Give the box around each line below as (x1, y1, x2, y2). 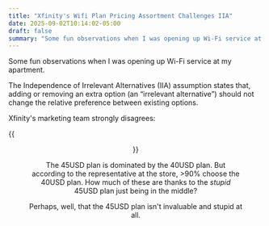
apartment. (8, 65, 45, 75)
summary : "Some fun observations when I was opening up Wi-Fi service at (8, 34, 263, 43)
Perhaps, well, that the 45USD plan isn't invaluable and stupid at (28, 202, 242, 211)
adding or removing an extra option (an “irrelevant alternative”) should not (8, 90, 254, 99)
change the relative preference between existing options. (8, 98, 199, 107)
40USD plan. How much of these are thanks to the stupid (40, 178, 231, 187)
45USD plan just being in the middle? (74, 186, 198, 196)
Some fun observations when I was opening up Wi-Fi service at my (8, 56, 232, 66)
